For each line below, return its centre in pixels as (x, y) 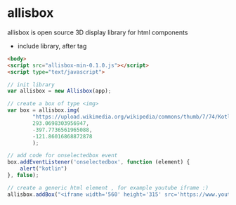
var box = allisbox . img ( (44, 110)
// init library (31, 85)
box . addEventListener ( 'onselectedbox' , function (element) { (99, 162)
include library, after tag (52, 46)
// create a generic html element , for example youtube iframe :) (108, 187)
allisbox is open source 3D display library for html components (98, 32)
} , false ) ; (23, 176)
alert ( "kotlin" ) (44, 169)
